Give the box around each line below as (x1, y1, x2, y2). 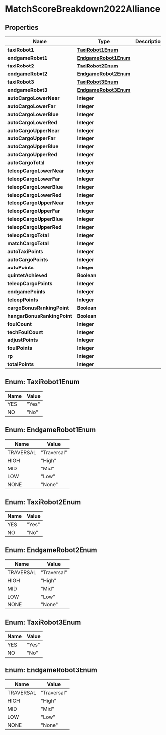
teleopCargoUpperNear (7, 200, 64, 206)
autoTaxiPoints (7, 248, 43, 255)
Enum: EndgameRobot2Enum (5, 546, 97, 554)
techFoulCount (7, 329, 43, 335)
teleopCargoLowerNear (7, 167, 64, 174)
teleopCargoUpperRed (7, 224, 62, 230)
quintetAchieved (7, 272, 48, 279)
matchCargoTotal (7, 240, 49, 247)
